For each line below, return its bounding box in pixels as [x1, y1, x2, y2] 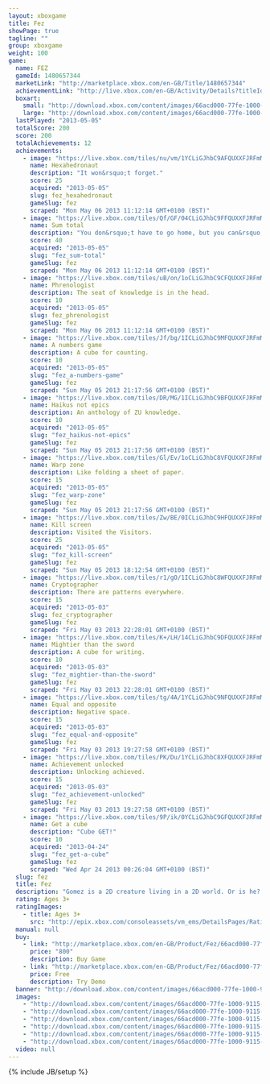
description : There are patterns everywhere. [29, 589, 185, 597]
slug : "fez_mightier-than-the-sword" [29, 670, 157, 679]
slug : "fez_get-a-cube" [29, 850, 110, 859]
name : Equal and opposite [29, 701, 117, 709]
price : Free [29, 970, 70, 978]
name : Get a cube [29, 821, 88, 829]
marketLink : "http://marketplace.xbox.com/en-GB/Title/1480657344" [15, 79, 247, 87]
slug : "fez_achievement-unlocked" [29, 790, 146, 798]
